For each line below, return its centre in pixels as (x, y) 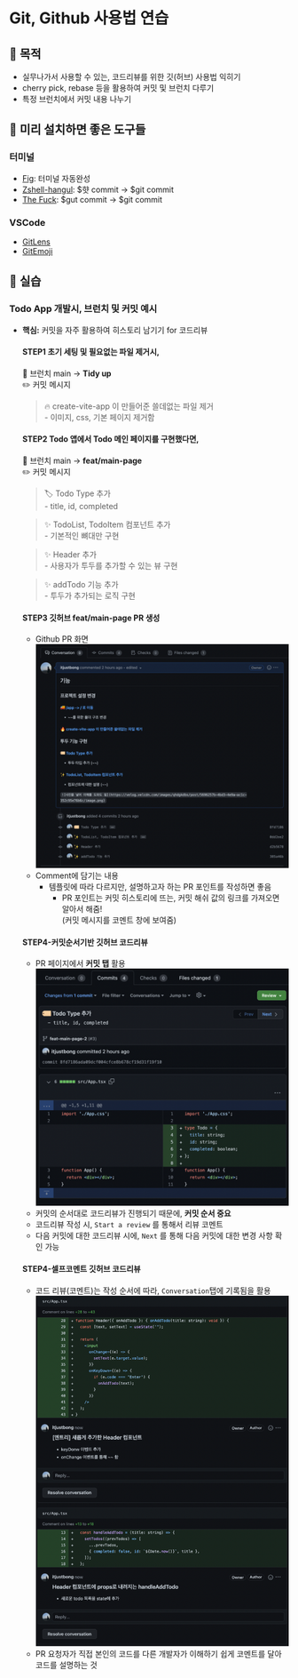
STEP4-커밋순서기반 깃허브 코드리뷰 (85, 942)
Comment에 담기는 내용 (77, 875)
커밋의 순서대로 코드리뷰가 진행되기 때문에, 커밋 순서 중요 (133, 1213)
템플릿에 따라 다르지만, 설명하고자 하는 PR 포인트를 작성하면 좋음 (160, 887)
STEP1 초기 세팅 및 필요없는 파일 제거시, (90, 352)
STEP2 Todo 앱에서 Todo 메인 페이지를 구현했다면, (110, 439)
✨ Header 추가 (71, 555)
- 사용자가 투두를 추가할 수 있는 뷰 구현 (111, 566)
